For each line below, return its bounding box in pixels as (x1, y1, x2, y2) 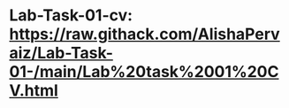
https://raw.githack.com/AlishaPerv (9, 24, 280, 44)
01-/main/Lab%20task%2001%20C (9, 62, 279, 82)
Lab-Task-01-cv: (9, 5, 133, 26)
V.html (9, 81, 59, 101)
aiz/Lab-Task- (9, 43, 113, 63)
